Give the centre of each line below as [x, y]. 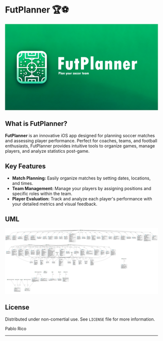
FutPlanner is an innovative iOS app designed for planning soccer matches [80, 135]
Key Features [25, 166]
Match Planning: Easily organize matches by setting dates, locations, [81, 178]
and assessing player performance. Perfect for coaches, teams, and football [81, 141]
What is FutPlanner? [36, 124]
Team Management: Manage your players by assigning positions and [81, 188]
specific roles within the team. [42, 194]
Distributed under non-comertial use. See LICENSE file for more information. [80, 319]
